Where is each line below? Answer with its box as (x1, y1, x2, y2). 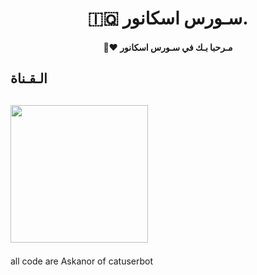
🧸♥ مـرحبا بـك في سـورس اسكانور (103, 41, 233, 53)
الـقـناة (10, 70, 48, 87)
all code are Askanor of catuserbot (10, 255, 154, 267)
